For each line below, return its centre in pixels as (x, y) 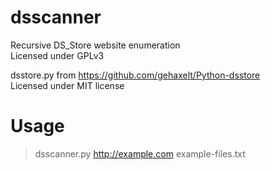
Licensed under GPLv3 (57, 55)
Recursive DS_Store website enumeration (95, 45)
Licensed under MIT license (67, 85)
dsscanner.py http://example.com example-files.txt (140, 153)
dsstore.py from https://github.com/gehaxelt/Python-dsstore (135, 75)
